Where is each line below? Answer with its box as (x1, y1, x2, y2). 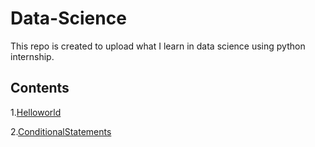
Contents (10, 80, 70, 97)
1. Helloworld (10, 106, 62, 118)
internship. (10, 50, 55, 62)
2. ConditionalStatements (10, 125, 112, 137)
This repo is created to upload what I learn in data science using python (10, 40, 306, 52)
